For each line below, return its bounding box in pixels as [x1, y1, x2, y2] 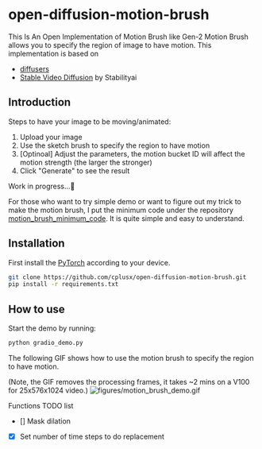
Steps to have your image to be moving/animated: [8, 117, 171, 126]
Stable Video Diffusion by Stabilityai [19, 72, 137, 82]
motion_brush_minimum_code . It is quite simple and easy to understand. [8, 213, 245, 223]
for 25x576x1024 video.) [8, 385, 89, 395]
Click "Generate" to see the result [19, 165, 130, 176]
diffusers [19, 64, 50, 73]
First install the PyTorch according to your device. [8, 257, 171, 267]
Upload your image [19, 132, 83, 141]
